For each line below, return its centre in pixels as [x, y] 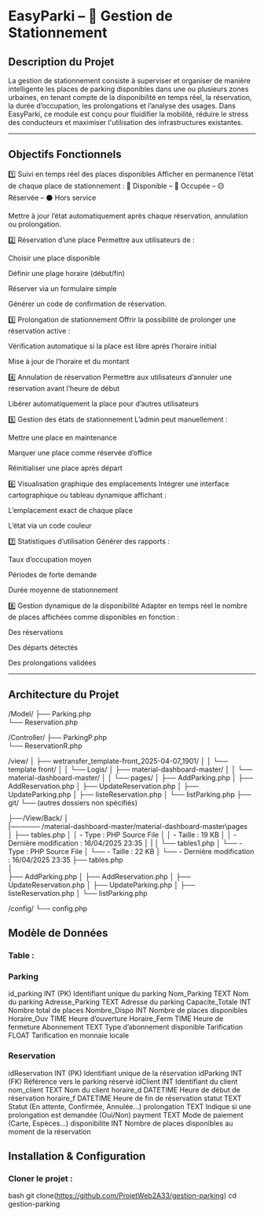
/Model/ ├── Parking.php [50, 713]
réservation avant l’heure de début [64, 388]
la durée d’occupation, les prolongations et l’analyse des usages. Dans [122, 106]
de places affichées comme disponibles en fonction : [93, 617]
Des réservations [36, 632]
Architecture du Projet [64, 695]
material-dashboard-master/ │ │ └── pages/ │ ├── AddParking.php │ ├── [131, 777]
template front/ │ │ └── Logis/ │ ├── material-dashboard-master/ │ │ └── [130, 769]
